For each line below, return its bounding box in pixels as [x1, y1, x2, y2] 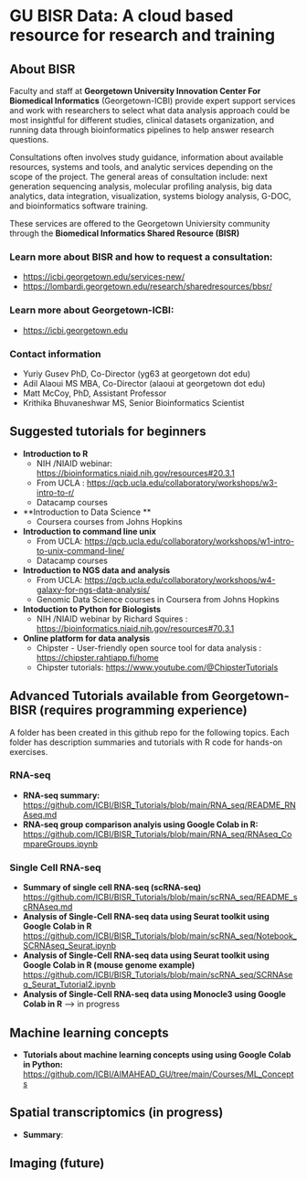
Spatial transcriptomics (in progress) [9, 1105, 224, 1121]
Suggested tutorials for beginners [9, 424, 206, 440]
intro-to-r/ [36, 486, 75, 498]
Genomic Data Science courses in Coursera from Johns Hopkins [36, 593, 281, 604]
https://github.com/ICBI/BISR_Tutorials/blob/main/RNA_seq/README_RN [22, 799, 297, 810]
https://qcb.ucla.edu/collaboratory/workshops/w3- [86, 477, 279, 488]
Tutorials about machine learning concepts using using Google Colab [22, 1048, 291, 1060]
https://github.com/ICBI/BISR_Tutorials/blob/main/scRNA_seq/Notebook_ [22, 930, 297, 941]
